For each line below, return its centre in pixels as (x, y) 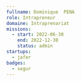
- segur (22, 69)
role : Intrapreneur (31, 18)
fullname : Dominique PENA (40, 12)
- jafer (22, 57)
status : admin (35, 46)
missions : (19, 29)
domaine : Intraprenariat (38, 23)
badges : (16, 63)
